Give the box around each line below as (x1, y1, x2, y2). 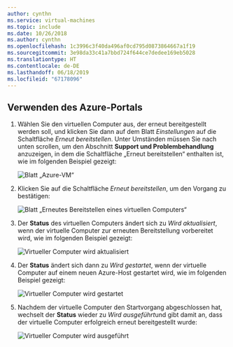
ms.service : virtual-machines (7, 17, 96, 24)
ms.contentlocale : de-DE (7, 62, 80, 69)
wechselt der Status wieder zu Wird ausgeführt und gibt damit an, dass (17, 311, 223, 319)
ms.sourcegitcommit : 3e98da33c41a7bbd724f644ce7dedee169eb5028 (7, 50, 196, 57)
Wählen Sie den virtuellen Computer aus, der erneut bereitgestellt (17, 120, 207, 128)
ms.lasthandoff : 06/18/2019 (7, 69, 90, 76)
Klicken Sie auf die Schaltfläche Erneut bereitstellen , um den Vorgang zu (17, 184, 227, 193)
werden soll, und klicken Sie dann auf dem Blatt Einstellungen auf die (17, 128, 217, 136)
